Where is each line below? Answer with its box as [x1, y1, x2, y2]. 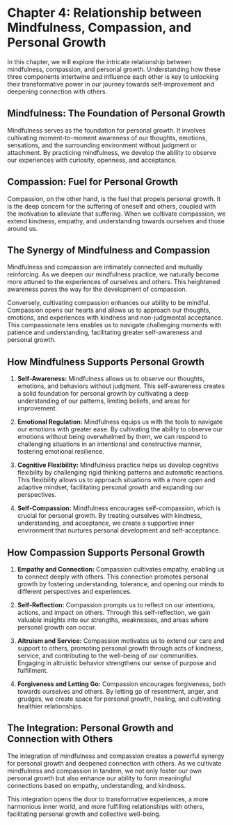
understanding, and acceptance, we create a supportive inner [17, 519, 195, 528]
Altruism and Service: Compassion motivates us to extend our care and [17, 637, 225, 645]
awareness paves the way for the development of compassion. [7, 285, 188, 294]
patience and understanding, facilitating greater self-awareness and [7, 328, 202, 336]
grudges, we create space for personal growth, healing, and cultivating [17, 694, 221, 703]
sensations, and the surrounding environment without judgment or [7, 141, 197, 149]
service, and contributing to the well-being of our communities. [17, 651, 199, 660]
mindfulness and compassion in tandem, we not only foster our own [7, 766, 202, 775]
